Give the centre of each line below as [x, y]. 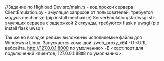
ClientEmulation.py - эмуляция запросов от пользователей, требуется [79, 12]
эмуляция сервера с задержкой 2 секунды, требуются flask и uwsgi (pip [82, 23]
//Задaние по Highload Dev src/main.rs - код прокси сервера [69, 7]
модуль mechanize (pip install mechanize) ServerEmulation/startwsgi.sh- [80, 17]
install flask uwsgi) [24, 28]
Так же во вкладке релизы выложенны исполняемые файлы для [74, 37]
